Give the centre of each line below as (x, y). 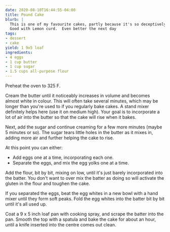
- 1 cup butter (21, 62)
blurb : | (14, 19)
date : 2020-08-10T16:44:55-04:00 (40, 10)
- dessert (16, 39)
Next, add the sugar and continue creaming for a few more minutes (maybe (84, 127)
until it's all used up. (26, 204)
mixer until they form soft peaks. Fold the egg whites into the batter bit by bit (85, 199)
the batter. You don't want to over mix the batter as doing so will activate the (85, 178)
